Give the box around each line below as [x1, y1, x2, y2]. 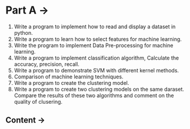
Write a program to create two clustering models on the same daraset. [14, 85, 185, 92]
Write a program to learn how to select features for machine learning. [14, 35, 182, 42]
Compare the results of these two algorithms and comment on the [14, 92, 174, 99]
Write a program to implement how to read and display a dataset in [14, 23, 176, 30]
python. [14, 29, 33, 36]
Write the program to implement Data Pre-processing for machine [14, 42, 174, 49]
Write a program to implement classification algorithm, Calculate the [14, 54, 179, 61]
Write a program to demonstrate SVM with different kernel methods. [14, 67, 179, 74]
